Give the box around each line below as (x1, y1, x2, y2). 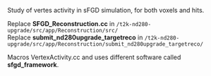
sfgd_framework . (7, 61, 59, 69)
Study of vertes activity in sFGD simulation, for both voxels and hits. (7, 6, 205, 14)
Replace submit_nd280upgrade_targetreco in (7, 33, 143, 42)
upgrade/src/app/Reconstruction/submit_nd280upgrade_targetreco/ (7, 41, 203, 48)
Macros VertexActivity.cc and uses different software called (7, 53, 181, 61)
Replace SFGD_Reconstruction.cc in (7, 20, 115, 27)
